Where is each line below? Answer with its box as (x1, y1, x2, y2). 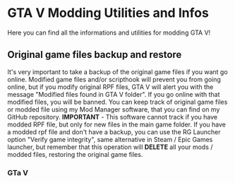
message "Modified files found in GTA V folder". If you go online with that (7, 90, 220, 98)
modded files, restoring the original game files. (7, 150, 143, 158)
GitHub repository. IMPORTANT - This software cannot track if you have (7, 112, 217, 121)
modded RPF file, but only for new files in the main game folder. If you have (7, 120, 226, 129)
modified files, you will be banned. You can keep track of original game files (7, 98, 228, 106)
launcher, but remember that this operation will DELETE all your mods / (7, 143, 213, 151)
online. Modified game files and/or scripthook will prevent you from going (7, 75, 221, 83)
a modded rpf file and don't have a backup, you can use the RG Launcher (7, 127, 221, 136)
